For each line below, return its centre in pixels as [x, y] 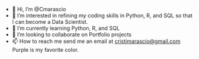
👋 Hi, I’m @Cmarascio [39, 9]
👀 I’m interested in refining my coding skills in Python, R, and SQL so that [102, 15]
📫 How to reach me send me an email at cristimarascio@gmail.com [96, 41]
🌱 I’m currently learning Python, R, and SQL [66, 28]
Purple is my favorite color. [45, 50]
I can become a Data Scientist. [50, 22]
